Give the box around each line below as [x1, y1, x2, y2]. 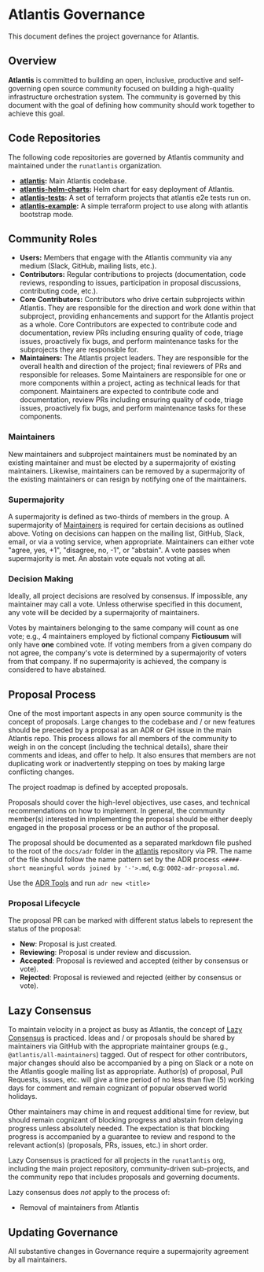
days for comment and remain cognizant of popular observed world [8, 1083, 228, 1093]
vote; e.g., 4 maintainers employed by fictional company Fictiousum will [8, 632, 242, 641]
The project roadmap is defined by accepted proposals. [8, 783, 189, 792]
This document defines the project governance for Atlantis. [8, 31, 200, 41]
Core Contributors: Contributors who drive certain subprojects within [19, 295, 245, 304]
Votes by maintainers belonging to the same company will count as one [8, 623, 240, 632]
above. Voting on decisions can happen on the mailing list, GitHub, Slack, [8, 529, 245, 538]
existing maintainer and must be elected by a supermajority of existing [8, 458, 236, 467]
